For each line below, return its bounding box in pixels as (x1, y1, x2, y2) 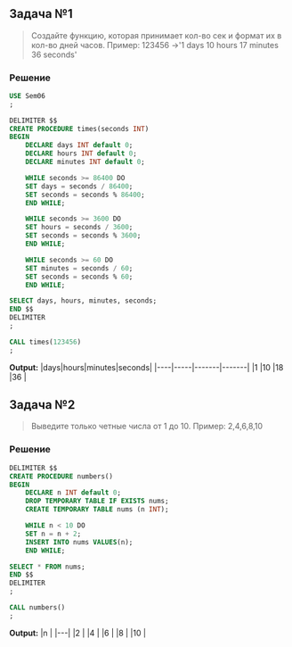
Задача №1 (9, 6, 73, 21)
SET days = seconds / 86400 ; (25, 181, 134, 191)
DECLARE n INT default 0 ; (25, 488, 122, 497)
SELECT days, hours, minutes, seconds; (9, 296, 158, 305)
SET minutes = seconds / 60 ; (25, 263, 134, 273)
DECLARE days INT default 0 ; (25, 141, 134, 150)
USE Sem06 (9, 91, 46, 100)
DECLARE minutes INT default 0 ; (25, 158, 145, 167)
